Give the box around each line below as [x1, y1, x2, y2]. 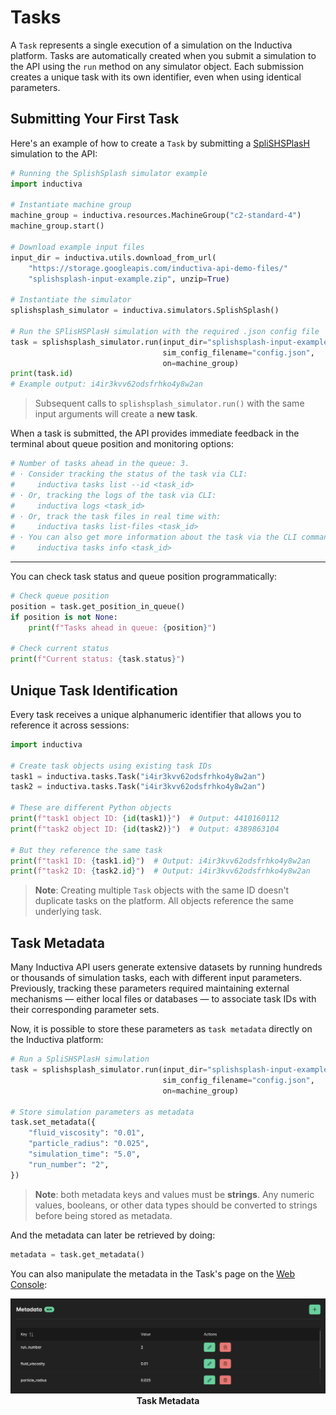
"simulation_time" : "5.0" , [28, 1149, 141, 1159]
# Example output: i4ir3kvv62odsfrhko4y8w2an [10, 379, 203, 390]
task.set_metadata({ [10, 1117, 97, 1128]
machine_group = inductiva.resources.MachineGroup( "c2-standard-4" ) [10, 211, 302, 221]
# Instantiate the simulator [10, 295, 132, 305]
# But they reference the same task [10, 845, 163, 855]
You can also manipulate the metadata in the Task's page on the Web [10, 1267, 296, 1280]
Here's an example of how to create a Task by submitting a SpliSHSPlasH [10, 137, 310, 149]
